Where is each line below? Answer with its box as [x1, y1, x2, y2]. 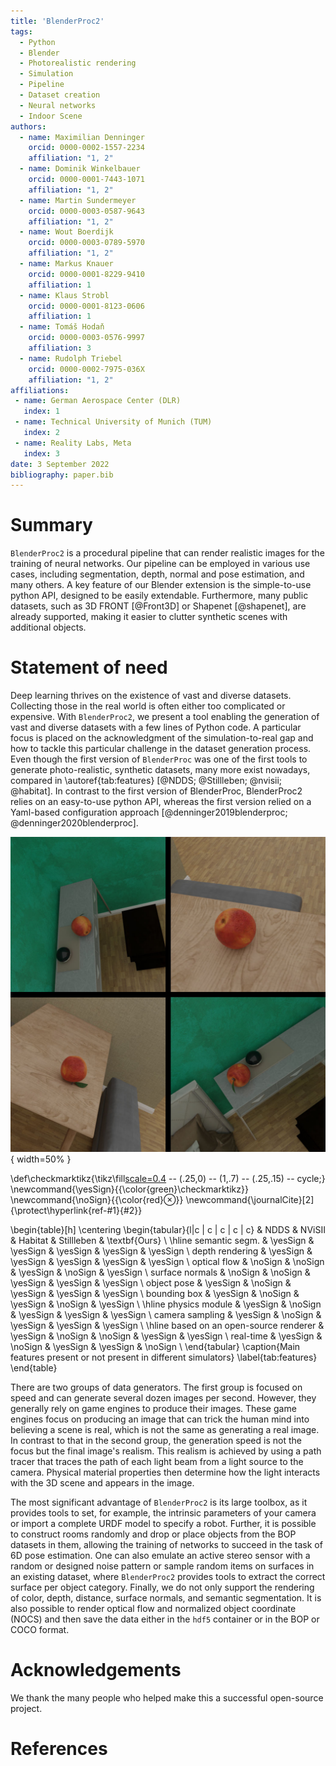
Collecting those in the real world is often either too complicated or [10, 700, 286, 712]
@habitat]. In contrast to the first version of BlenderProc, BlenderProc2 [10, 785, 303, 797]
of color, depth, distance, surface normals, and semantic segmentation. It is [10, 1592, 322, 1604]
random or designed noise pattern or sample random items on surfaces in [10, 1560, 315, 1572]
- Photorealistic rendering [19, 58, 137, 69]
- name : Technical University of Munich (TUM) [14, 417, 213, 427]
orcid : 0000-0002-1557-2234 [28, 143, 145, 153]
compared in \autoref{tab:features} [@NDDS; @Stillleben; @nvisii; [10, 775, 283, 787]
